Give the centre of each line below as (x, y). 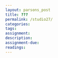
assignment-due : (22, 43)
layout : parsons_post (28, 10)
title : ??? (17, 15)
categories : (18, 24)
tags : (11, 29)
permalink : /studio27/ (29, 19)
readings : (16, 47)
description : (19, 38)
